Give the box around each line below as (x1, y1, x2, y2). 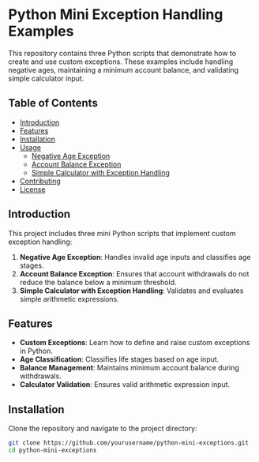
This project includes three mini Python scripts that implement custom (8, 228, 236, 238)
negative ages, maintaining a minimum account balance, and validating (8, 65, 239, 74)
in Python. (19, 346, 53, 356)
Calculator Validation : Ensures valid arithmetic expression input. (19, 380, 231, 389)
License (19, 184, 46, 194)
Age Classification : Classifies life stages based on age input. (19, 355, 220, 364)
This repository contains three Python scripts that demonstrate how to (8, 48, 237, 58)
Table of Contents (8, 96, 99, 110)
